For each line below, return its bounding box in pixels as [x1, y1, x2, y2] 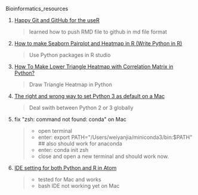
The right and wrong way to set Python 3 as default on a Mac [14, 93, 165, 99]
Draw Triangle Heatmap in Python [29, 81, 113, 88]
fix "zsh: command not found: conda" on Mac [14, 116, 126, 123]
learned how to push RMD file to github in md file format [29, 28, 168, 35]
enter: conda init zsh [38, 147, 89, 153]
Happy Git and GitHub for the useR [14, 17, 100, 23]
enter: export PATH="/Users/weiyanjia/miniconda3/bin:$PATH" [38, 134, 193, 141]
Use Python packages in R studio [29, 51, 111, 59]
